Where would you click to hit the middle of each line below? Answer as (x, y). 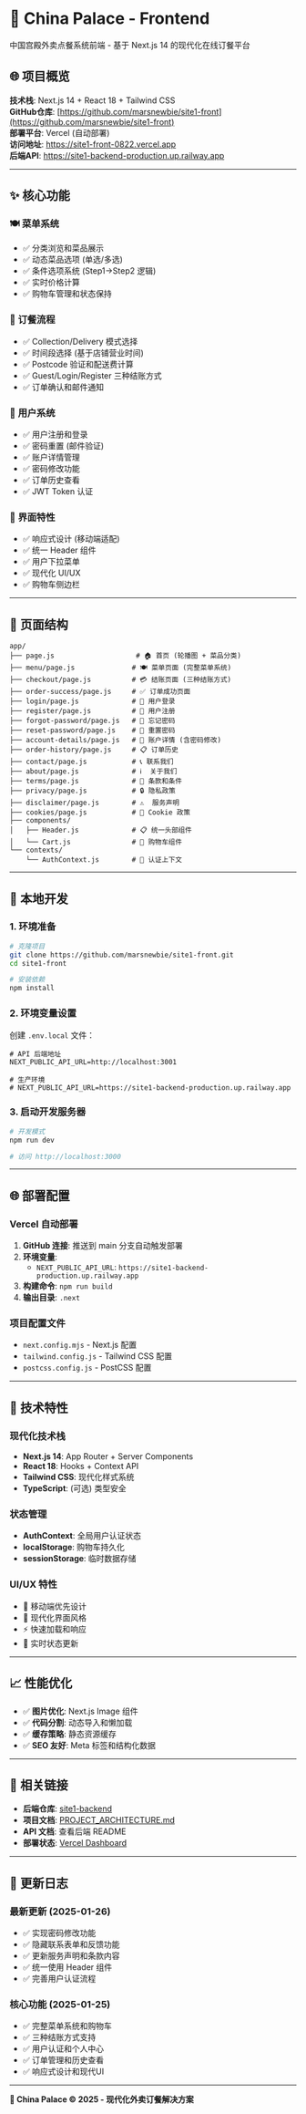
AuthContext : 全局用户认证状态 (82, 1536)
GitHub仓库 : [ (35, 111)
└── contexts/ (36, 850)
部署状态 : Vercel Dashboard (75, 1843)
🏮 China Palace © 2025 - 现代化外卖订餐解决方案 (102, 2099)
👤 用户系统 (33, 412)
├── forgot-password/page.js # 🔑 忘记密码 (92, 721)
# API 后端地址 (36, 1054)
